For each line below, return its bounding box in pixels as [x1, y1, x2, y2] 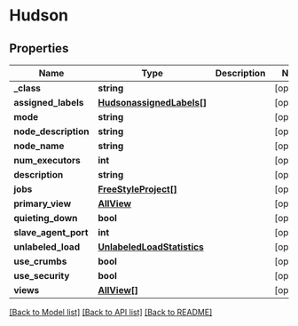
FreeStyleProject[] [97, 183, 177, 195]
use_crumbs [13, 255, 67, 267]
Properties [9, 41, 69, 56]
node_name [13, 139, 65, 152]
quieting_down [13, 212, 78, 224]
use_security [13, 270, 70, 282]
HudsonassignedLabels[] [97, 97, 207, 108]
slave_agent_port [13, 227, 89, 238]
